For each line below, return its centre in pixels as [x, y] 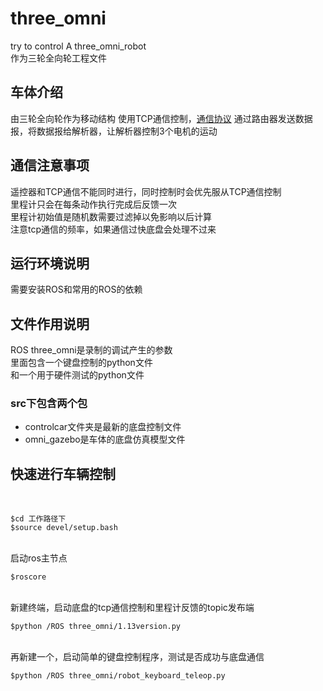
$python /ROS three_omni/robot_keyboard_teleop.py [118, 676]
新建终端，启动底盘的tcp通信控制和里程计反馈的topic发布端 [132, 608]
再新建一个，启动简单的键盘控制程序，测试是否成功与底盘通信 [137, 657]
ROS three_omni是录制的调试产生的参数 [91, 350]
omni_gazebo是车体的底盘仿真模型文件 [105, 439]
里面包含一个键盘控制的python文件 [81, 363]
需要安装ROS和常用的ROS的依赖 [76, 289]
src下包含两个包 [49, 404]
